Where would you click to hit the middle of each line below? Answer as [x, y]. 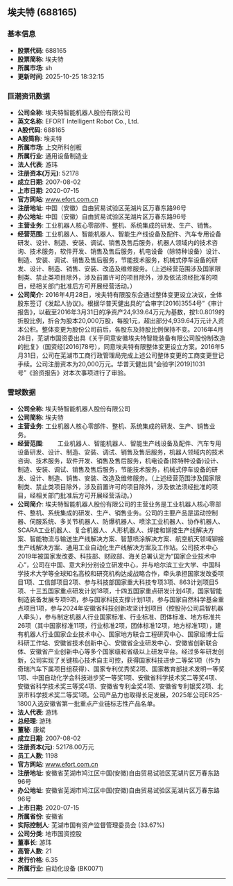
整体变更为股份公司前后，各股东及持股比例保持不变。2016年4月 [132, 329]
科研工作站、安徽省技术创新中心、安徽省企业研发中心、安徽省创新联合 [118, 643]
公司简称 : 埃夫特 [40, 418]
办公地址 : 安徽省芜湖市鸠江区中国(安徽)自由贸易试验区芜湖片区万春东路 [118, 790]
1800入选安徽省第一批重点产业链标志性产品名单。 [88, 704]
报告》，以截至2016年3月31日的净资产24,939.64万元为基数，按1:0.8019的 [121, 312]
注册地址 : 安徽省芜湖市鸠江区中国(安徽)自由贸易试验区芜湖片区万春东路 [118, 773]
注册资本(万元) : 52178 [48, 173]
